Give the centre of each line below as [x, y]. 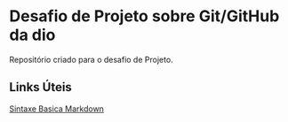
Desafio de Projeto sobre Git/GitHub [144, 16]
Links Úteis [41, 87]
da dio [32, 35]
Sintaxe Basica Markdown [57, 109]
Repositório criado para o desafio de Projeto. [91, 59]
